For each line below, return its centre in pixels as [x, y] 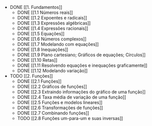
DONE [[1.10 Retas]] [37, 60]
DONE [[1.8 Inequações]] [43, 50]
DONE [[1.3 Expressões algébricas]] [54, 23]
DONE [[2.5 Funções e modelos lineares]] [60, 102]
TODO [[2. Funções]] [31, 76]
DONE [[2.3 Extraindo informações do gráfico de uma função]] [81, 92]
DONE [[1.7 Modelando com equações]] [58, 44]
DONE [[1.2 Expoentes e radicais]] [52, 18]
